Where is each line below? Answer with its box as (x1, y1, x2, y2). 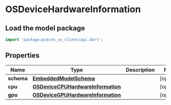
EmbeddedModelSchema (32, 75, 95, 82)
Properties (5, 51, 40, 60)
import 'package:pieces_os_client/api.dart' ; (5, 37, 103, 42)
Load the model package (5, 24, 85, 32)
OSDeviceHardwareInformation (5, 4, 141, 15)
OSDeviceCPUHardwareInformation (32, 83, 121, 90)
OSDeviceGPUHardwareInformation (32, 91, 121, 98)
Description (126, 66, 155, 73)
